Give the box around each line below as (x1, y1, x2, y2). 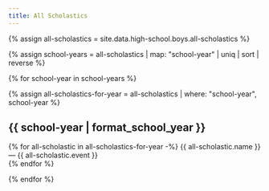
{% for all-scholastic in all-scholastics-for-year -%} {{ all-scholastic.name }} (8, 142, 261, 152)
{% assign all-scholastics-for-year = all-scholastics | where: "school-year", (8, 89, 257, 99)
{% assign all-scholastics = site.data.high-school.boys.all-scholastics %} (8, 34, 251, 43)
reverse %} (8, 58, 46, 67)
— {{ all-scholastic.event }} (8, 150, 98, 161)
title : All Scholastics (8, 11, 88, 20)
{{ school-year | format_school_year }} (8, 121, 206, 135)
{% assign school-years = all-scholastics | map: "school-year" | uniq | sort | (8, 49, 259, 59)
